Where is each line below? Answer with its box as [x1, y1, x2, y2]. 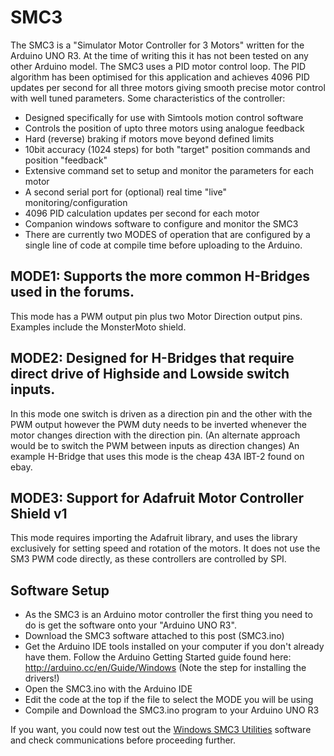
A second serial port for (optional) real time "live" [24, 186, 228, 198]
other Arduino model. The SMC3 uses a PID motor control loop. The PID [10, 60, 307, 72]
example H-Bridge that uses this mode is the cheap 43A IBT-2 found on [10, 450, 305, 462]
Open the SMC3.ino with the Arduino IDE [24, 683, 193, 695]
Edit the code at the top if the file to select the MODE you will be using [24, 694, 314, 706]
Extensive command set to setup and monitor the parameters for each [24, 164, 314, 176]
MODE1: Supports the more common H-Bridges [10, 268, 310, 285]
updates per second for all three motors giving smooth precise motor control [10, 81, 326, 93]
